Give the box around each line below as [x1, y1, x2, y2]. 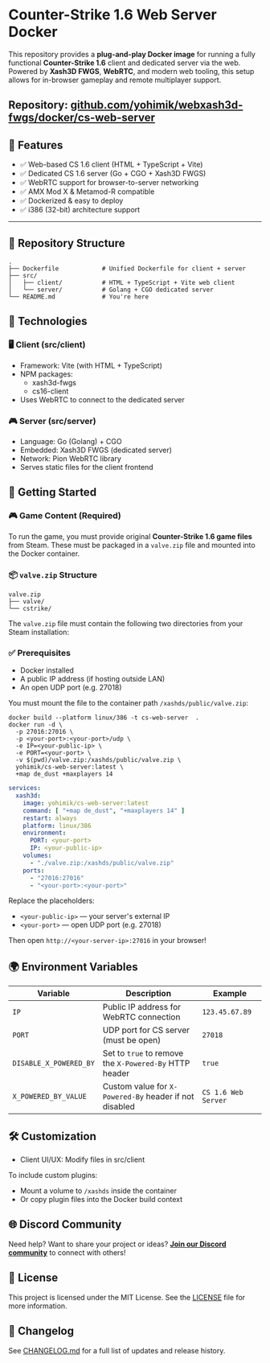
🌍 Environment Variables [8, 960, 138, 974]
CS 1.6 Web [202, 1088, 243, 1097]
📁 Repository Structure [8, 236, 125, 250]
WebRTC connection [102, 1011, 181, 1023]
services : [8, 784, 42, 793]
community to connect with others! [8, 1247, 126, 1257]
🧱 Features [8, 138, 63, 152]
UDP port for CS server [102, 1024, 190, 1036]
